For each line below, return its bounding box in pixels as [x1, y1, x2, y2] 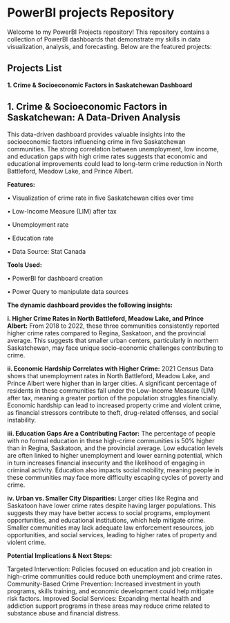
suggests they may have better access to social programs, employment [7, 508, 211, 517]
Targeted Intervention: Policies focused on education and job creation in [7, 565, 213, 573]
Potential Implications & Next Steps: [7, 551, 113, 559]
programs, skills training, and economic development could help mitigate [7, 586, 214, 595]
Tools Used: [7, 261, 43, 269]
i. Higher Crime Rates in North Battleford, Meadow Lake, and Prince [7, 314, 204, 322]
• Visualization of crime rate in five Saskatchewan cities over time [7, 194, 194, 202]
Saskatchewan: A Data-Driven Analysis [7, 112, 181, 124]
